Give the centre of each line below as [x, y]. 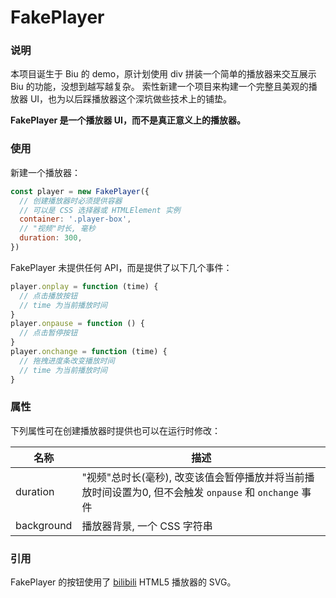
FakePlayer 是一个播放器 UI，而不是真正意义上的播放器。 [128, 120]
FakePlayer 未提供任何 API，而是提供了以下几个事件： [121, 267]
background [44, 525]
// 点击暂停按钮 [48, 333]
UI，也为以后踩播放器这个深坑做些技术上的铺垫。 [131, 99]
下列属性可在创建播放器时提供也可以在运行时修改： [115, 430]
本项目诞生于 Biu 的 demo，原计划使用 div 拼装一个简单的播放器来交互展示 [163, 74]
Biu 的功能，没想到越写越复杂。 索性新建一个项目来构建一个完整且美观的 [159, 87]
